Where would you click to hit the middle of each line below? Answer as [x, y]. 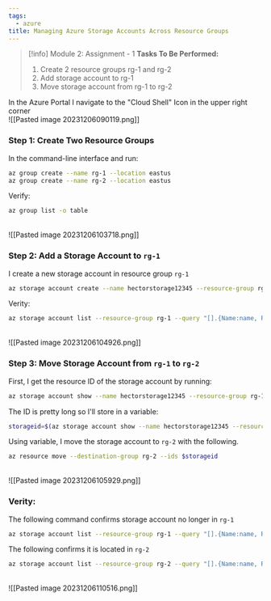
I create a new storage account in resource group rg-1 [99, 273]
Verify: [19, 196]
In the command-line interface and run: [73, 158]
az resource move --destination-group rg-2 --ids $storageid [113, 457]
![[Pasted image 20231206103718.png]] [74, 235]
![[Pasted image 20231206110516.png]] [73, 588]
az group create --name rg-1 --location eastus [90, 173]
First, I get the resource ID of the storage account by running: [110, 381]
